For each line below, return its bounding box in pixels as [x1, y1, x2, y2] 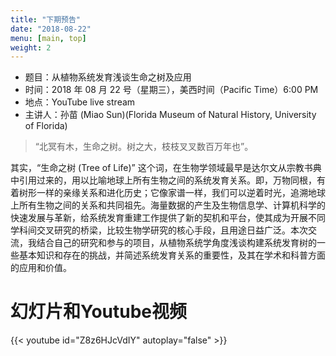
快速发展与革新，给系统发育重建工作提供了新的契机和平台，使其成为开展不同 [10, 212, 326, 224]
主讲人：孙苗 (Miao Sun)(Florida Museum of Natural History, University [24, 109, 317, 121]
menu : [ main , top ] [10, 33, 87, 43]
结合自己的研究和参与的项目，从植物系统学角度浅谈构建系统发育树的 [36, 237, 317, 249]
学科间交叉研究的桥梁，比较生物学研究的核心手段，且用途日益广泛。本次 [10, 224, 308, 236]
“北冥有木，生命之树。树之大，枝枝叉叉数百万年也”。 [34, 141, 254, 153]
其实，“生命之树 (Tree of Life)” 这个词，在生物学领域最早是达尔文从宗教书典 [10, 162, 322, 174]
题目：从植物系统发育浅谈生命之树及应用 [24, 71, 192, 83]
